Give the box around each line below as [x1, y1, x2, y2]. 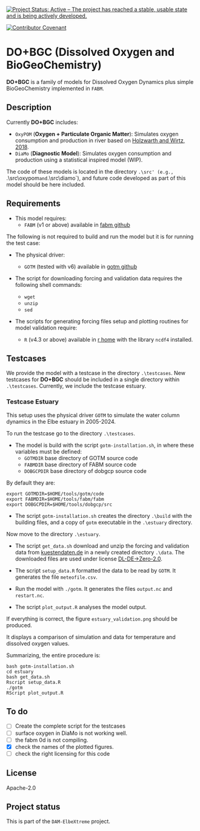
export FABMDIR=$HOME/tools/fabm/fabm [6, 496, 104, 502]
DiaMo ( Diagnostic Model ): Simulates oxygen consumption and [15, 150, 172, 157]
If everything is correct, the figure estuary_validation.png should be [6, 615, 178, 622]
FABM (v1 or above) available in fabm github [24, 221, 130, 228]
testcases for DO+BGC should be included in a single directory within [6, 376, 180, 383]
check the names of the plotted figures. [15, 743, 114, 750]
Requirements [6, 198, 61, 209]
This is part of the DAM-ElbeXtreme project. [6, 818, 111, 825]
